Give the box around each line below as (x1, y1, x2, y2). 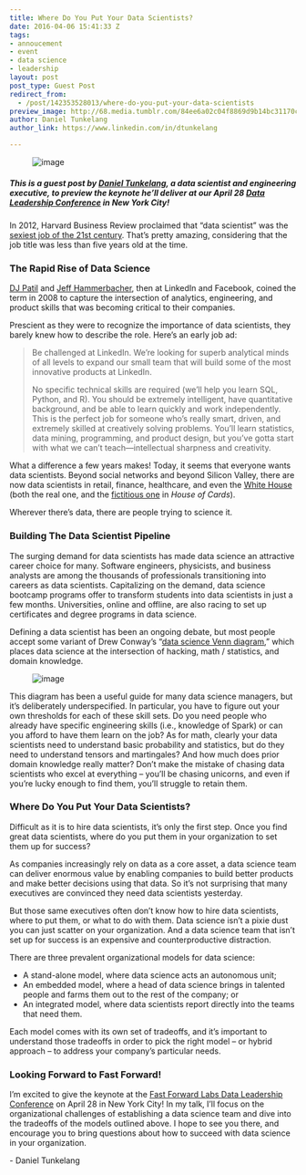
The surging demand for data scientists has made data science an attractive (9, 550, 295, 561)
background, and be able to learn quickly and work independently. (31, 403, 281, 415)
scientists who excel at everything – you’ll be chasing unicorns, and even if (9, 768, 291, 779)
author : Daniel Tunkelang (9, 115, 107, 124)
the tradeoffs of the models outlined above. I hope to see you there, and (9, 1118, 280, 1129)
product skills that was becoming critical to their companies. (9, 302, 236, 313)
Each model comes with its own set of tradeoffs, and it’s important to (9, 1025, 268, 1036)
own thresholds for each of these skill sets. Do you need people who (9, 710, 267, 721)
